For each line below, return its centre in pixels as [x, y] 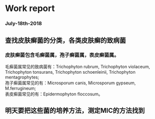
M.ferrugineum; [21, 88]
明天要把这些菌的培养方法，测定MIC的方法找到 [75, 111]
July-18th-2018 [23, 24]
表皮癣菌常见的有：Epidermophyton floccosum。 [54, 94]
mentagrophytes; [22, 77]
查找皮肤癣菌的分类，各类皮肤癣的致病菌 [65, 40]
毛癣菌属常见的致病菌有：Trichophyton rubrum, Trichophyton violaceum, [77, 66]
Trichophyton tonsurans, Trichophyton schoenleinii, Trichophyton [70, 72]
